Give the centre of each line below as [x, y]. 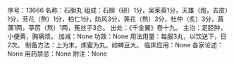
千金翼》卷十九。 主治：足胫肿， [179, 27]
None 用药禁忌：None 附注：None [57, 54]
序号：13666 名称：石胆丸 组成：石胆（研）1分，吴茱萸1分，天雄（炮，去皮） [118, 10]
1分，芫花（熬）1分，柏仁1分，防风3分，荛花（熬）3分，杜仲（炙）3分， [113, 19]
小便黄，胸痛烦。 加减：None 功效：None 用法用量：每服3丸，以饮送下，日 [117, 36]
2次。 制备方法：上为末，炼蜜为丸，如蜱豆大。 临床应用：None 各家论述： [115, 45]
